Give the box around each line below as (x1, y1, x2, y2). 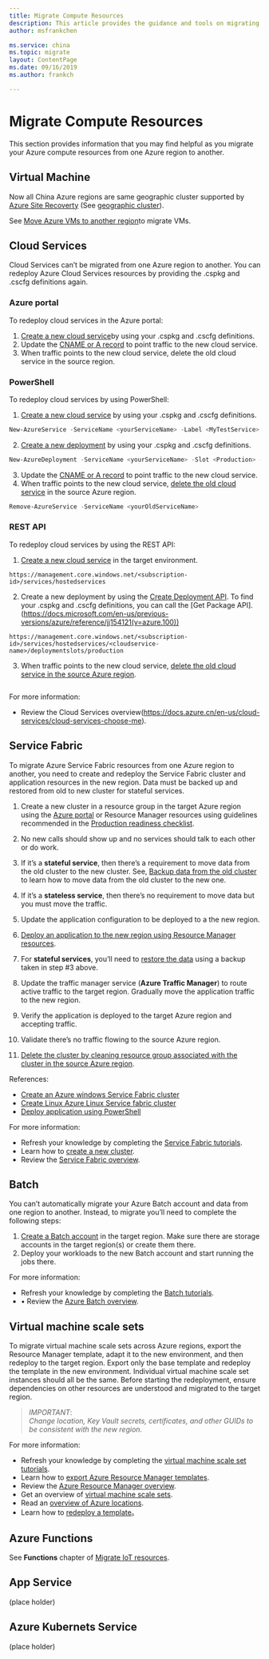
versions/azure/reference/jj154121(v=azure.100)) (20, 617, 180, 627)
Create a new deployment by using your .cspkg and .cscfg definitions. (20, 440, 251, 449)
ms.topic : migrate (9, 49, 70, 57)
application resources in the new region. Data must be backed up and (9, 777, 238, 787)
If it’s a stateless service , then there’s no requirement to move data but (20, 890, 255, 900)
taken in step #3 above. (20, 962, 98, 972)
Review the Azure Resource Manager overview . (20, 1481, 176, 1491)
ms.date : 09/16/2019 (9, 63, 78, 72)
